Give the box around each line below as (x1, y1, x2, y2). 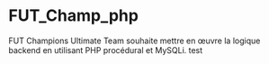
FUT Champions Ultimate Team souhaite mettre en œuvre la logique (8, 35, 261, 46)
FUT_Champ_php (8, 5, 139, 26)
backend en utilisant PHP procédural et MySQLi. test (8, 44, 203, 55)
